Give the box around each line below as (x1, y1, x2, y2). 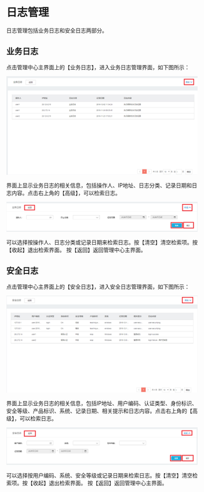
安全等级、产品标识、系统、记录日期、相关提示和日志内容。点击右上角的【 (6, 407, 192, 414)
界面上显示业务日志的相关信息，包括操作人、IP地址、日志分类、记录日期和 (6, 182, 192, 189)
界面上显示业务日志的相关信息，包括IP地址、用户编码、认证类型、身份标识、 (6, 399, 197, 407)
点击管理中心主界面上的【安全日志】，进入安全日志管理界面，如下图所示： (6, 283, 190, 290)
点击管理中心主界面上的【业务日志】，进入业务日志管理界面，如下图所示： (6, 63, 190, 70)
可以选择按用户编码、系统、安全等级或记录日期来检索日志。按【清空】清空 (6, 471, 192, 479)
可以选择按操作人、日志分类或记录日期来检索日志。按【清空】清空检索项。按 (6, 238, 198, 246)
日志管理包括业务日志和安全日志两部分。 (6, 27, 107, 34)
